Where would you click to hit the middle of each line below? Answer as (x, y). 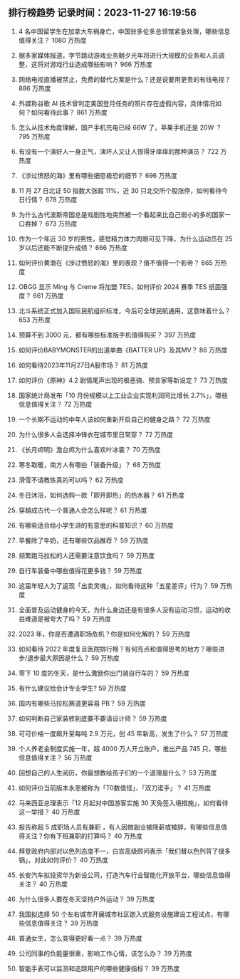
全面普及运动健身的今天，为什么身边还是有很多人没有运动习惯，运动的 (121, 609)
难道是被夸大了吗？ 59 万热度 (68, 619)
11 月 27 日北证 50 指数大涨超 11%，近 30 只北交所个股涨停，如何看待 (120, 190)
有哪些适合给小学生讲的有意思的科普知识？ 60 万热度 (96, 525)
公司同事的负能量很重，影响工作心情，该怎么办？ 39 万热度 (105, 953)
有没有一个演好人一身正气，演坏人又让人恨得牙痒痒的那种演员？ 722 (119, 151)
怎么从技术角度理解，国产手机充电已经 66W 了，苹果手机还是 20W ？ (120, 127)
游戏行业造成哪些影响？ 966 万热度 (101, 64)
